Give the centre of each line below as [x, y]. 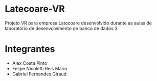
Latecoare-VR [35, 9]
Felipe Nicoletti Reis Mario [40, 68]
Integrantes [30, 49]
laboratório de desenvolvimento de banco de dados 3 [61, 28]
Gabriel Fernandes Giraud [39, 74]
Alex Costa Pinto [30, 63]
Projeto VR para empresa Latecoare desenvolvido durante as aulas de [78, 23]
